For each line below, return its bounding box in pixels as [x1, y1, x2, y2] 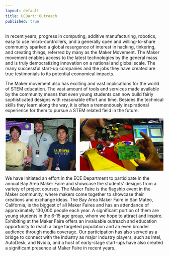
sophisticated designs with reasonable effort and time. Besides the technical [5, 96, 164, 103]
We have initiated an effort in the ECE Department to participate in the [5, 175, 150, 181]
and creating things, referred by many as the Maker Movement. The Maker [5, 49, 160, 56]
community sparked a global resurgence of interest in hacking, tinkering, [5, 44, 156, 50]
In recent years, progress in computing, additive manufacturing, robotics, [5, 33, 157, 39]
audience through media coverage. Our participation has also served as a [5, 229, 157, 235]
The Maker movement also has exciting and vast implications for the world [5, 81, 159, 87]
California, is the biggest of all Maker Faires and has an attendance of [5, 202, 149, 208]
